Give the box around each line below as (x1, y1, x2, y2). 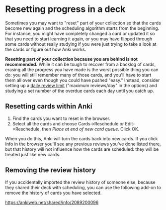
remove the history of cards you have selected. (5, 190, 102, 196)
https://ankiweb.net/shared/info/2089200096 (5, 199, 99, 205)
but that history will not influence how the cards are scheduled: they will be (5, 146, 159, 152)
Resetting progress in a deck (5, 3, 126, 15)
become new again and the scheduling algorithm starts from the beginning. (5, 25, 160, 31)
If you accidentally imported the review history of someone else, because (5, 179, 156, 185)
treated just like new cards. (5, 151, 61, 157)
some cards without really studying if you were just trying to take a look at (5, 41, 157, 47)
